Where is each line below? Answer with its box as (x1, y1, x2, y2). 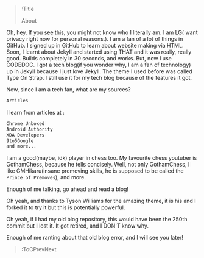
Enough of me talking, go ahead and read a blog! (6, 185, 129, 193)
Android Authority (6, 126, 53, 132)
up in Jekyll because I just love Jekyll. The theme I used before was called (6, 68, 193, 75)
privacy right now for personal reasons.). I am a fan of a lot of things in (6, 35, 183, 42)
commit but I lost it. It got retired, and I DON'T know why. (6, 222, 149, 229)
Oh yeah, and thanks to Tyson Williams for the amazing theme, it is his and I (6, 198, 196, 205)
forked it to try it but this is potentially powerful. (6, 204, 125, 211)
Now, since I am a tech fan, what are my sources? (6, 86, 131, 93)
